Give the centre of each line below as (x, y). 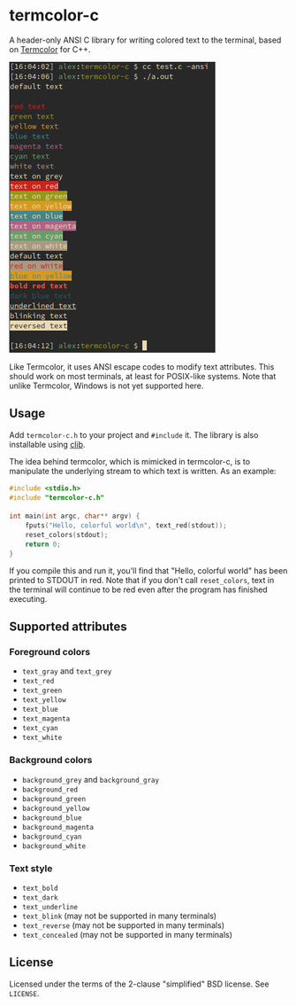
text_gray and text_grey (67, 671)
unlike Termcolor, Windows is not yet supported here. (106, 386)
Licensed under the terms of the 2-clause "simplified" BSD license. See (139, 984)
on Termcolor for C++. (50, 49)
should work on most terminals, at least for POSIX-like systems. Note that (143, 376)
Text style (31, 868)
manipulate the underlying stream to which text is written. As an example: (143, 471)
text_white (42, 738)
